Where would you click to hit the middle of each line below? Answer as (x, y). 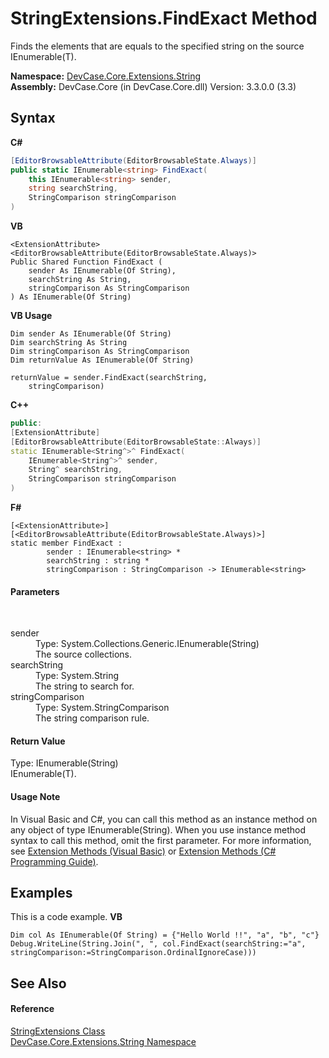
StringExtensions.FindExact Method (164, 18)
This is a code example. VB (66, 917)
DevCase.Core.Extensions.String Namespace (103, 1042)
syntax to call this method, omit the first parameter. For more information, (161, 840)
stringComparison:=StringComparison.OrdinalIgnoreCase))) (133, 953)
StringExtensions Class (58, 1031)
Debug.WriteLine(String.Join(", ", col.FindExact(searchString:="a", (158, 944)
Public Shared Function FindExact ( (86, 262)
